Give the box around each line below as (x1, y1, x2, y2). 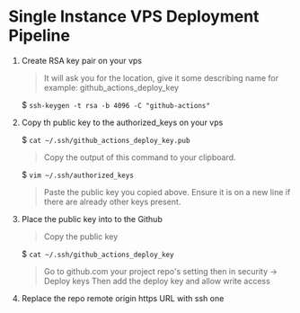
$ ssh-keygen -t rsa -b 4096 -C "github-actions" (21, 99, 210, 110)
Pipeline (8, 25, 71, 46)
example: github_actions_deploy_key (43, 82, 180, 93)
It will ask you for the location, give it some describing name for (43, 72, 279, 83)
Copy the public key (43, 231, 119, 242)
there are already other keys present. (43, 196, 181, 207)
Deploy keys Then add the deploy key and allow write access (43, 275, 270, 286)
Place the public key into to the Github (21, 213, 163, 224)
